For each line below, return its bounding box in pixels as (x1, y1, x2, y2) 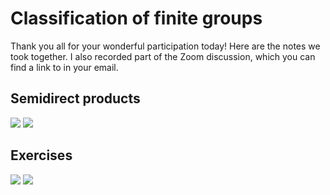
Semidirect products (10, 90, 141, 107)
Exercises (10, 147, 73, 164)
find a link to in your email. (10, 61, 119, 73)
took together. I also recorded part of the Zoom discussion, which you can (10, 50, 316, 62)
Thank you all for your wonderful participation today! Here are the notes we (10, 40, 321, 52)
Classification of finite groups (10, 7, 263, 30)
